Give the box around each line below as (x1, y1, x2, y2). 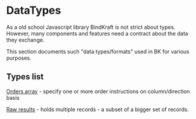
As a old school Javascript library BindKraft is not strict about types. (6, 23, 176, 31)
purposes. (6, 54, 32, 61)
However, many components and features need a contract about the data (6, 29, 189, 37)
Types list (6, 72, 44, 82)
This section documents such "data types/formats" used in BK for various (6, 47, 190, 55)
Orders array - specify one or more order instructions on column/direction (6, 88, 190, 95)
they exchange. (6, 36, 45, 43)
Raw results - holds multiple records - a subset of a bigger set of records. (6, 106, 189, 113)
